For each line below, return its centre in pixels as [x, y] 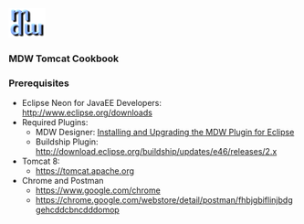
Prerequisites [39, 83]
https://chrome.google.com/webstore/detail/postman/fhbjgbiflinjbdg [164, 200]
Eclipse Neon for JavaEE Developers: [91, 103]
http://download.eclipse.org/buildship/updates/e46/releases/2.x [156, 152]
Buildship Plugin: [67, 142]
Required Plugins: [55, 123]
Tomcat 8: [41, 161]
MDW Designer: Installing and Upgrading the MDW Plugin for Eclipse [165, 133]
